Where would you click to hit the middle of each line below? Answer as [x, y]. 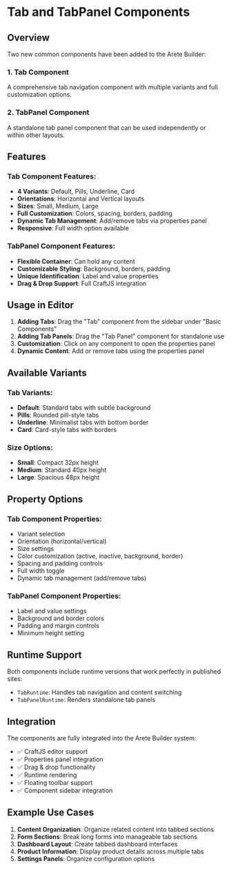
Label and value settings [52, 611]
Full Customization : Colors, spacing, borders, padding [95, 214]
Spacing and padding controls [60, 563]
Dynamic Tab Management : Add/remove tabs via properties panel [112, 221]
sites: [15, 679]
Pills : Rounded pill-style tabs [58, 415]
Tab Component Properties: [54, 518]
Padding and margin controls [58, 626]
